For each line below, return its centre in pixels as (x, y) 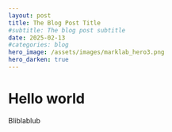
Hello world (47, 99)
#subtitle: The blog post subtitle (67, 30)
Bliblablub (25, 120)
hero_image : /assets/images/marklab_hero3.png (86, 52)
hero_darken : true (38, 60)
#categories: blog (38, 45)
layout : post (30, 15)
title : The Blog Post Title (55, 23)
